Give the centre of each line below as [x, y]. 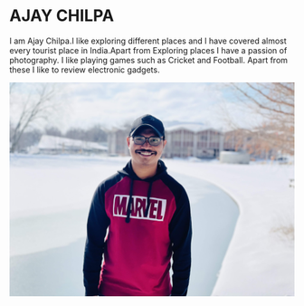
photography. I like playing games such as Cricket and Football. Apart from [148, 60]
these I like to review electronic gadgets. [85, 70]
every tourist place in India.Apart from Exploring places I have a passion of [148, 50]
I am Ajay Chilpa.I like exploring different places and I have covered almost [148, 41]
